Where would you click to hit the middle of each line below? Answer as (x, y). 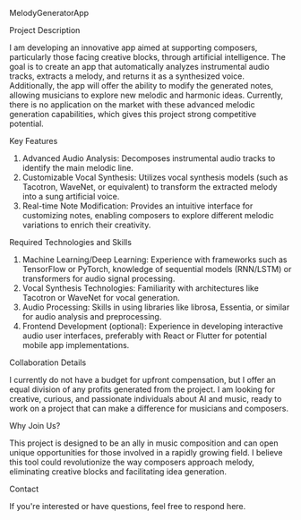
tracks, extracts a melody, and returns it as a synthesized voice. (127, 76)
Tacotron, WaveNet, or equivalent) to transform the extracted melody (150, 187)
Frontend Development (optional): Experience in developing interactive (153, 326)
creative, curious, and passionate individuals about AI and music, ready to (146, 399)
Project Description (45, 30)
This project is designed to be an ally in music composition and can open (144, 443)
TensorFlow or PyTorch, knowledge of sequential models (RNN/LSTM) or (157, 269)
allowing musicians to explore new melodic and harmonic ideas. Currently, (146, 95)
